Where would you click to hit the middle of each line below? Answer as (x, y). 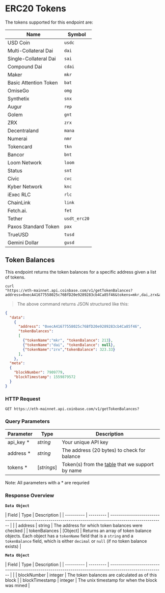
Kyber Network (25, 187)
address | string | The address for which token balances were (80, 525)
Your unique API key (85, 442)
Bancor (16, 155)
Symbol (77, 34)
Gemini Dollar (23, 243)
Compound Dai (25, 66)
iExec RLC (19, 194)
